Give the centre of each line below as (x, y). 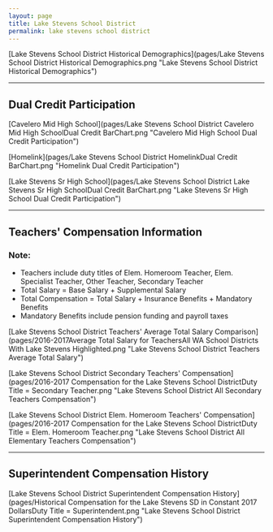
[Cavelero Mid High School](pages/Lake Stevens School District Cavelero (131, 124)
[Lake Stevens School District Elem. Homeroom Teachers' (105, 414)
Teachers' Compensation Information (106, 232)
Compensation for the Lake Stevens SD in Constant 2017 (162, 502)
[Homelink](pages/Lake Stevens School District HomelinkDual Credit (123, 157)
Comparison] (236, 331)
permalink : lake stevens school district (80, 31)
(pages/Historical (37, 502)
